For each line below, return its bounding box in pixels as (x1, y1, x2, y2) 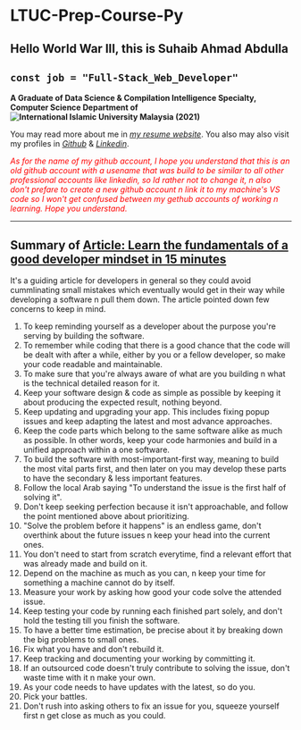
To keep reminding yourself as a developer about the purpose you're (22, 321, 276, 331)
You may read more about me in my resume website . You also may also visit (10, 129, 289, 139)
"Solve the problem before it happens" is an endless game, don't (22, 520, 262, 532)
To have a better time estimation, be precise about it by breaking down (22, 625, 284, 635)
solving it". (22, 492, 63, 503)
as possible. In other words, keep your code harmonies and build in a (22, 435, 278, 446)
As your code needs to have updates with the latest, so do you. (22, 682, 255, 692)
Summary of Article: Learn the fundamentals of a (10, 238, 288, 253)
